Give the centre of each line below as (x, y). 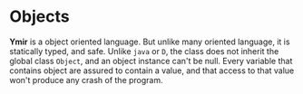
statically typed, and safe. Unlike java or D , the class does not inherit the (144, 51)
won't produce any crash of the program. (86, 80)
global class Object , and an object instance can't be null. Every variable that (151, 61)
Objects (39, 17)
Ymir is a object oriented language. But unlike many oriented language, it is (150, 42)
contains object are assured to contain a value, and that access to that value (152, 70)
